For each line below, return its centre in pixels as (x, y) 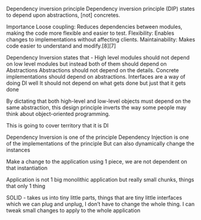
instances (18, 150)
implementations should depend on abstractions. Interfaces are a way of (96, 77)
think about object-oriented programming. (58, 114)
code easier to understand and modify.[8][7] (61, 46)
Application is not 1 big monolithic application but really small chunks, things (100, 179)
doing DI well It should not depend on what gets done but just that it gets (96, 83)
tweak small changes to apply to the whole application (73, 210)
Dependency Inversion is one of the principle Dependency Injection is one (97, 137)
